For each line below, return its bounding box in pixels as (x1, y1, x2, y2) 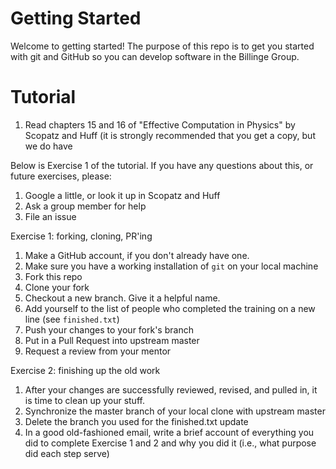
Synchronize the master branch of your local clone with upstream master (24, 405, 326, 417)
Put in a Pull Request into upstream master (24, 334, 200, 346)
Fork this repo (24, 270, 83, 282)
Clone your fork (24, 281, 90, 293)
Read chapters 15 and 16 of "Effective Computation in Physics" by (24, 118, 296, 131)
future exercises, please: (10, 170, 112, 182)
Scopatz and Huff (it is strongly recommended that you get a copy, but (24, 129, 316, 141)
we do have (24, 140, 73, 152)
